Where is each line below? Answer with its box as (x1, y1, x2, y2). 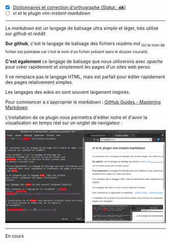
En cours (5, 233, 24, 239)
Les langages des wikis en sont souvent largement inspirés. (5, 89, 131, 95)
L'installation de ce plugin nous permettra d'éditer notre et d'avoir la (5, 114, 148, 120)
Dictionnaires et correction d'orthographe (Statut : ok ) (12, 5, 126, 10)
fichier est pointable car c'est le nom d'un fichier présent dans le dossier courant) (5, 49, 148, 54)
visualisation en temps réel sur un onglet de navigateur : (5, 120, 123, 126)
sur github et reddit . (5, 31, 47, 37)
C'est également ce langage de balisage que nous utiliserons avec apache (5, 58, 163, 64)
